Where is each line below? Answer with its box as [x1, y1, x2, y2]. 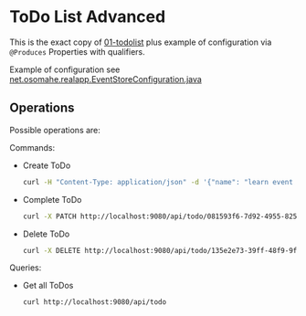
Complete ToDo [22, 194, 82, 205]
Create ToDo [22, 160, 71, 171]
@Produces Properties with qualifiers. [9, 46, 145, 57]
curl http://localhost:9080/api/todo [22, 298, 167, 307]
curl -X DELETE [22, 246, 81, 255]
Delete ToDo [22, 228, 70, 239]
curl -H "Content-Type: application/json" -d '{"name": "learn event [22, 177, 294, 186]
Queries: [9, 262, 42, 273]
